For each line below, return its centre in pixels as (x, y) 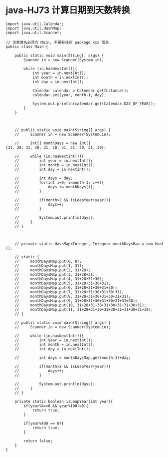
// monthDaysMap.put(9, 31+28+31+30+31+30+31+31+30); (76, 301)
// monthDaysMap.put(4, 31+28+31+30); (59, 279)
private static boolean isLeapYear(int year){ (64, 401)
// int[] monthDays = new (46, 143)
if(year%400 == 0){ (44, 423)
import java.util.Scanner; (34, 33)
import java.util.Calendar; (35, 24)
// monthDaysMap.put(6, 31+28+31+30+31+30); (66, 288)
